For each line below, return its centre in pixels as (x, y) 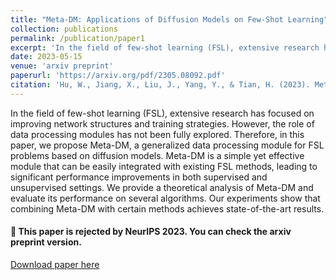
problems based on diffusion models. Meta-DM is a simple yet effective (157, 155)
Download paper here (55, 264)
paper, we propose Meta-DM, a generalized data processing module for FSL (167, 145)
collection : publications (64, 29)
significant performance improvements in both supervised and (139, 177)
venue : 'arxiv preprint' (62, 66)
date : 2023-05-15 (46, 57)
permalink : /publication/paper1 (77, 38)
